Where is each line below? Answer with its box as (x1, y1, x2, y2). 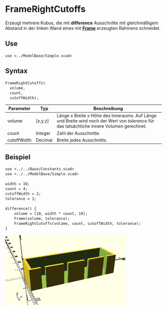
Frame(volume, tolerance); (14, 216, 70, 221)
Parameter (8, 106, 31, 112)
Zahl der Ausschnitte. (56, 130, 100, 136)
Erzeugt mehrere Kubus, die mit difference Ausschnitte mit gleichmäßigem (5, 20, 159, 26)
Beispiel (5, 153, 31, 161)
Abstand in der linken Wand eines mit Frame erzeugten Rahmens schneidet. (5, 25, 161, 31)
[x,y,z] (35, 118, 49, 124)
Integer (35, 130, 51, 136)
